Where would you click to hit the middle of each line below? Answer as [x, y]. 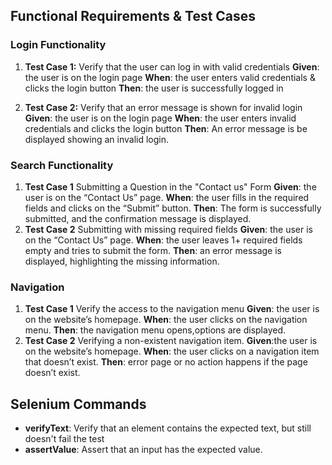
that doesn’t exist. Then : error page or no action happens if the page [166, 362]
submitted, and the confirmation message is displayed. [138, 218]
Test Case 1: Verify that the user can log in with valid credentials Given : [172, 66]
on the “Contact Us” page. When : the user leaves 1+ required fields [163, 240]
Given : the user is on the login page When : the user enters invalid [160, 118]
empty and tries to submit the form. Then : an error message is [153, 250]
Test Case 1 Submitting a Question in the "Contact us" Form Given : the [170, 186]
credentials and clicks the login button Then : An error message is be [166, 128]
